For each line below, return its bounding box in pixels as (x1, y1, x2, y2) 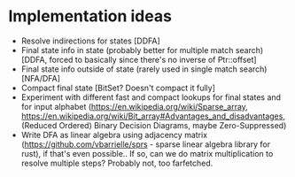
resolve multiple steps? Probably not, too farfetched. (20, 158, 213, 168)
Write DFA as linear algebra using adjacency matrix (20, 129, 208, 140)
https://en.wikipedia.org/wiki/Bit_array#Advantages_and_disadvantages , (20, 111, 285, 121)
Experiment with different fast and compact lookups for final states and (20, 91, 281, 103)
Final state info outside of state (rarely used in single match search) (20, 64, 268, 74)
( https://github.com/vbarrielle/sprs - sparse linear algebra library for (20, 139, 271, 150)
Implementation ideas (8, 6, 172, 27)
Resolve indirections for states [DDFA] (20, 35, 160, 46)
